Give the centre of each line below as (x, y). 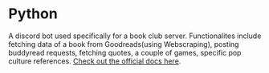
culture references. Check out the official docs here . (95, 61)
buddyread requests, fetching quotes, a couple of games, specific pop (125, 52)
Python (33, 14)
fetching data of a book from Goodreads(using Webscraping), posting (124, 44)
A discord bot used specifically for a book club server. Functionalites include (135, 36)
